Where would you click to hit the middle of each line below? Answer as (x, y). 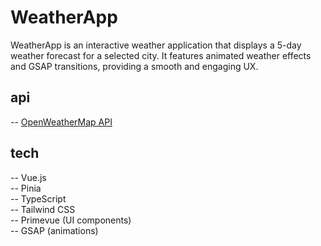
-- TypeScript (38, 198)
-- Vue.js (28, 177)
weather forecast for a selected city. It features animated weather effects (161, 55)
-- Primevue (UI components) (71, 220)
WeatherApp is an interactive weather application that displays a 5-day (156, 45)
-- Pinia (26, 188)
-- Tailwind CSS (43, 209)
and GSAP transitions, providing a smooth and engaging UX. (134, 66)
